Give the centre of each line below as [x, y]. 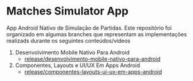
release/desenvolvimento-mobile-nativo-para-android [92, 59]
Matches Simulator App [67, 11]
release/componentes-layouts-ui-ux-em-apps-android [93, 71]
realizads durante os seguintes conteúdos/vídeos [68, 40]
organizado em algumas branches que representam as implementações [97, 34]
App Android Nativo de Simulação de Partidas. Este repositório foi [89, 28]
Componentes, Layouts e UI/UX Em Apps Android [78, 65]
